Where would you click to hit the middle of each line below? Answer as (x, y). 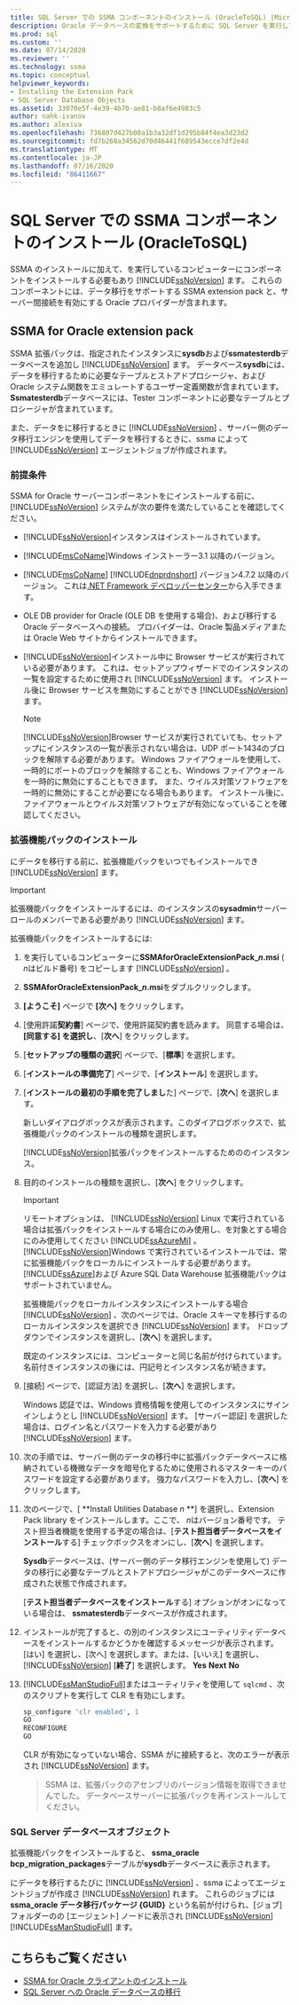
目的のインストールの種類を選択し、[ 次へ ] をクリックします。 (135, 1182)
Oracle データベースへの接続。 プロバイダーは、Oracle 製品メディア (147, 627)
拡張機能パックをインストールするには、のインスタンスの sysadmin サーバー (149, 908)
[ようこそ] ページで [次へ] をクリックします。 (106, 1006)
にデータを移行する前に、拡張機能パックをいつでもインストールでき (134, 861)
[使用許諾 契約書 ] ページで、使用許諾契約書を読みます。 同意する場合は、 (156, 1025)
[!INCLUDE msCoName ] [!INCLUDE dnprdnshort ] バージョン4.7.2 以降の (152, 575)
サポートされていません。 (69, 1285)
